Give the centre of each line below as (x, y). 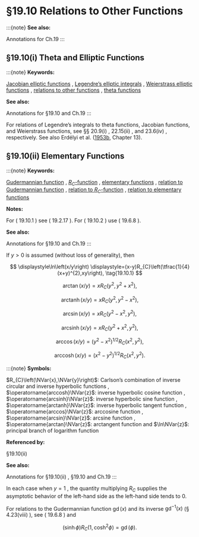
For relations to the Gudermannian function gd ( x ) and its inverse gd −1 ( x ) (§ (98, 508)
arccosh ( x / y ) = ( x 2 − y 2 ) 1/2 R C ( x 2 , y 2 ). (100, 355)
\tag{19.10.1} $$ (124, 273)
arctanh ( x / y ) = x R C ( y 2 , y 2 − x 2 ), (100, 300)
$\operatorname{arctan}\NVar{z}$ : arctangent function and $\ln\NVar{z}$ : (98, 424)
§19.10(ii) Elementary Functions (65, 156)
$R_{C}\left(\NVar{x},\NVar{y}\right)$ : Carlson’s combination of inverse (94, 380)
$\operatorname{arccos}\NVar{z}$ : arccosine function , (75, 411)
